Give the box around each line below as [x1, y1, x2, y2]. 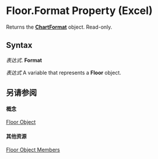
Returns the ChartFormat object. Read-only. [6, 23, 113, 30]
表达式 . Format [6, 57, 43, 64]
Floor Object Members [6, 146, 60, 153]
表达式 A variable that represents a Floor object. [6, 69, 121, 76]
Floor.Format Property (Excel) [6, 4, 153, 18]
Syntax [6, 40, 33, 50]
